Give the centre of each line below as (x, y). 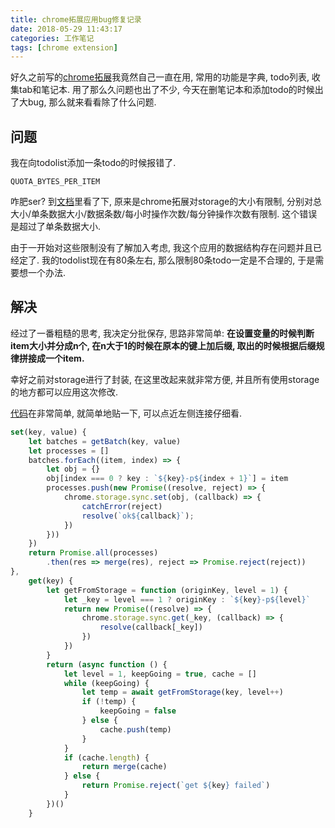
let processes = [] (69, 451)
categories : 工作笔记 (52, 38)
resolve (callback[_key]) (151, 627)
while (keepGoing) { (106, 683)
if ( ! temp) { (109, 702)
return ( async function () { (107, 664)
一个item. (64, 358)
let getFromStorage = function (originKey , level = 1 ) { (167, 590)
